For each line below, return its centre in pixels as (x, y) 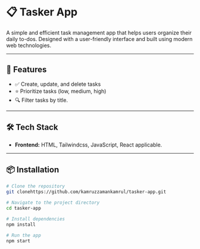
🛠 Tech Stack (32, 127)
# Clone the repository (36, 186)
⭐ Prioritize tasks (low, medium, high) (60, 91)
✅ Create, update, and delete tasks (58, 84)
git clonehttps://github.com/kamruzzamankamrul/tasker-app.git (86, 192)
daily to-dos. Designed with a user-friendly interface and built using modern (99, 39)
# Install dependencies (36, 219)
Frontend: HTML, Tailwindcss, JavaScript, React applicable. (88, 145)
